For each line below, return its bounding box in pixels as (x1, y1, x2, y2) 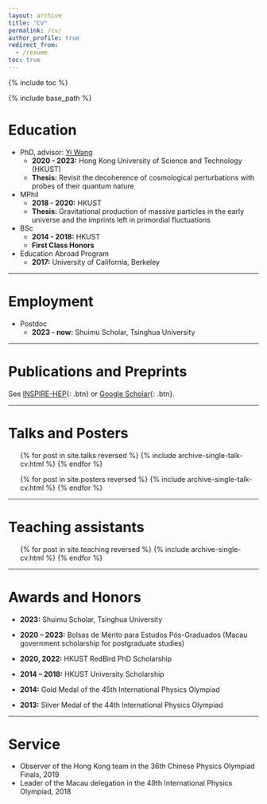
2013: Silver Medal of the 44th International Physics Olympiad (19, 700, 224, 709)
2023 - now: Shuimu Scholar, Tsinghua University (31, 327, 195, 336)
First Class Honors (31, 240, 95, 250)
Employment (8, 293, 94, 310)
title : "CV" (8, 19, 48, 27)
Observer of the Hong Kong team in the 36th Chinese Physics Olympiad (19, 761, 256, 771)
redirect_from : (8, 41, 59, 49)
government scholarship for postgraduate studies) (19, 638, 185, 648)
